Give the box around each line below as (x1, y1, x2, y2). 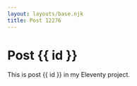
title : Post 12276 (7, 17, 61, 24)
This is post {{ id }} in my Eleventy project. (7, 70, 131, 79)
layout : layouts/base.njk (7, 10, 83, 18)
